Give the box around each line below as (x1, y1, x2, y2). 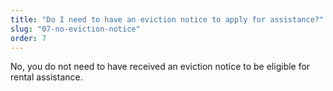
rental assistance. (10, 71, 83, 83)
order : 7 (10, 33, 47, 43)
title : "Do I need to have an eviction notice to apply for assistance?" (10, 14, 325, 25)
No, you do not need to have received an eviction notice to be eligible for (10, 61, 311, 73)
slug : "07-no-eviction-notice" (10, 24, 141, 34)
